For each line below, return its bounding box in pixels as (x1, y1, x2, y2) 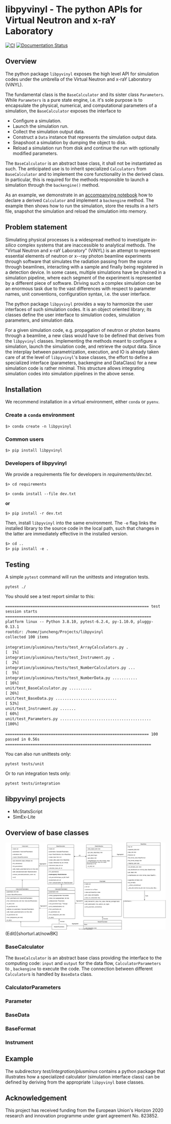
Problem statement (5, 223, 68, 232)
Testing (5, 560, 30, 569)
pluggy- (137, 619, 154, 624)
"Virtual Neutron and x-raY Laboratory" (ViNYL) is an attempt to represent (5, 247, 160, 254)
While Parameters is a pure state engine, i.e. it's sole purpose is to (5, 97, 142, 103)
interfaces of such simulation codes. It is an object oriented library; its (5, 306, 152, 312)
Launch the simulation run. (12, 123, 69, 129)
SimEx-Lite (12, 814, 36, 820)
